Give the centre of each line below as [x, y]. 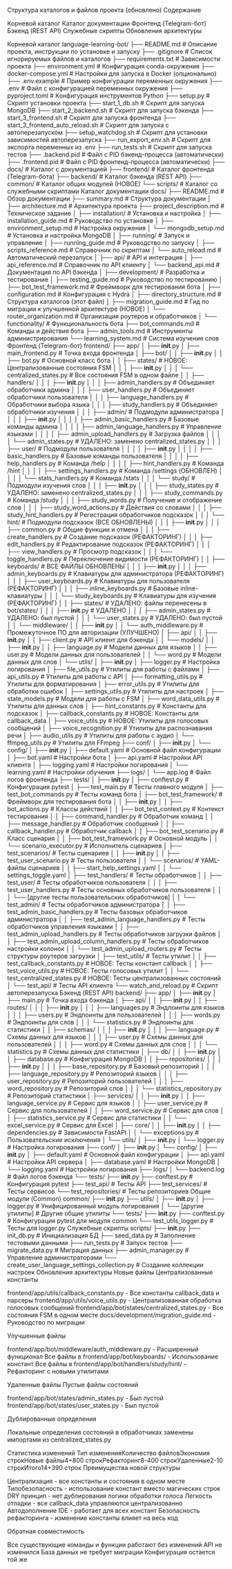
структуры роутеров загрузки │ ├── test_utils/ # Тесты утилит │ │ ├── [112, 956]
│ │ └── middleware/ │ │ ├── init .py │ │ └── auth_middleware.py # [105, 625]
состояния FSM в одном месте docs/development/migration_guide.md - [112, 1315]
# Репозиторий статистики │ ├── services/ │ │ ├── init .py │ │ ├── [106, 1096]
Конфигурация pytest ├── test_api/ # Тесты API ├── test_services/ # [107, 1184]
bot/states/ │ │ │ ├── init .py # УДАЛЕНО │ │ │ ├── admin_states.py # [109, 610]
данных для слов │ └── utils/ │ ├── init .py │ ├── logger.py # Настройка [114, 662]
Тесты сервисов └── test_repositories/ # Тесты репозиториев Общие [109, 1191]
